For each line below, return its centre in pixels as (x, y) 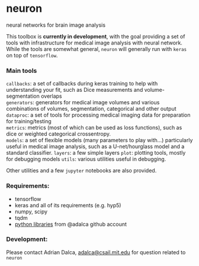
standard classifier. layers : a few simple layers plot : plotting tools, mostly (96, 153)
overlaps (51, 96)
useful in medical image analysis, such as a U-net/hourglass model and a (95, 146)
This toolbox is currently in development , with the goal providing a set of (96, 36)
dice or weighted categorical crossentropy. (59, 134)
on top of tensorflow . (32, 55)
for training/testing (29, 121)
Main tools (22, 70)
